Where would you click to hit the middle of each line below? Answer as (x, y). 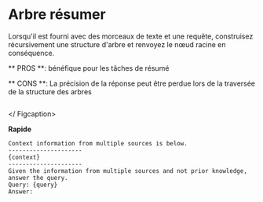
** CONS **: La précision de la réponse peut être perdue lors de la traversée (132, 83)
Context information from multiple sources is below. (98, 143)
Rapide (20, 129)
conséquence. (31, 53)
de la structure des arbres (50, 91)
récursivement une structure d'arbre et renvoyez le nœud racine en (117, 44)
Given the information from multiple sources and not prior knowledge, (128, 171)
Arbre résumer (57, 15)
